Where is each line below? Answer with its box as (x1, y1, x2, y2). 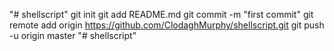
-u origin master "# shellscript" (9, 30, 137, 41)
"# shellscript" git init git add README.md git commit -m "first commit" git (9, 9, 314, 20)
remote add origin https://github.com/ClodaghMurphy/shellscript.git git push (9, 19, 325, 31)
